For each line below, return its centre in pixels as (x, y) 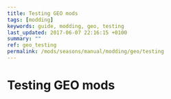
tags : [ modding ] (30, 20)
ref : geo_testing (32, 45)
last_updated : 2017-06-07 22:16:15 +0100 (67, 32)
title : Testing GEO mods (43, 13)
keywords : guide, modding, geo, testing (66, 26)
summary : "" (24, 39)
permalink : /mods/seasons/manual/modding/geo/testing (86, 52)
